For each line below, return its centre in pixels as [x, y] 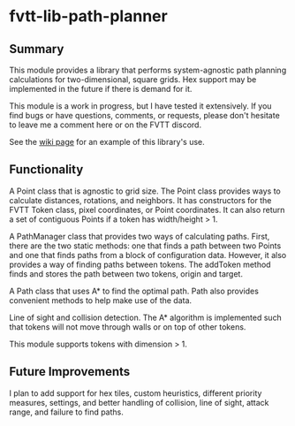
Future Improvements [70, 372]
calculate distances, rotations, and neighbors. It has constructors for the [140, 200]
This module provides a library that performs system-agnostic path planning [148, 70]
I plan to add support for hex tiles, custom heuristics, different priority [136, 393]
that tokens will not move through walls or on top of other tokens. [128, 327]
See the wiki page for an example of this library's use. [107, 142]
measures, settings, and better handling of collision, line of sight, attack [139, 402]
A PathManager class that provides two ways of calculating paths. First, [140, 236]
